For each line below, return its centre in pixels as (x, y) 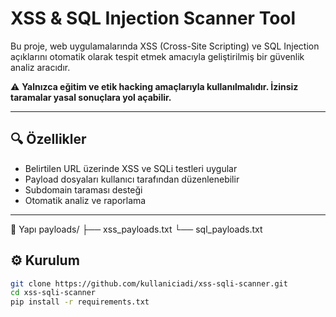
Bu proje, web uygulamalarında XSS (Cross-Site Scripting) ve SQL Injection (165, 46)
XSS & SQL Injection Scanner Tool (153, 18)
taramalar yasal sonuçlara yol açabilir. (91, 97)
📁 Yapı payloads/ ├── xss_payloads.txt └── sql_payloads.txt (136, 229)
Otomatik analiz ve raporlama (85, 200)
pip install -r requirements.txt (80, 302)
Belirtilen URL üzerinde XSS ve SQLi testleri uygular (131, 168)
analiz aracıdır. (40, 67)
